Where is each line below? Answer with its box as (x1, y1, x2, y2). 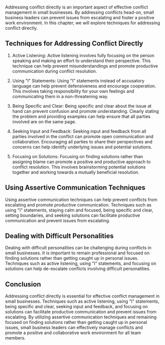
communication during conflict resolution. (12, 68, 98, 74)
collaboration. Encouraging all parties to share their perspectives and (12, 138, 153, 144)
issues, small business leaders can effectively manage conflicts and (5, 325, 143, 331)
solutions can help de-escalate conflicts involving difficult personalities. (5, 266, 151, 272)
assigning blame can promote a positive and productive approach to (12, 159, 151, 165)
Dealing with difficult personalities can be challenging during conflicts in (5, 245, 152, 251)
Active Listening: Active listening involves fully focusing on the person (12, 52, 155, 58)
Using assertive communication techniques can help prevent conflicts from (5, 197, 158, 203)
